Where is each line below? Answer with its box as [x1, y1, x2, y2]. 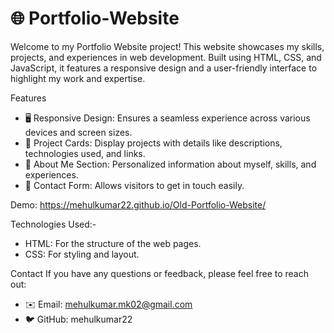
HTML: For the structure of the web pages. [24, 237, 202, 249]
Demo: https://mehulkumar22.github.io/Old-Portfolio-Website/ [10, 198, 267, 211]
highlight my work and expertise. [10, 72, 146, 84]
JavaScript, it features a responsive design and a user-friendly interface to [10, 62, 318, 74]
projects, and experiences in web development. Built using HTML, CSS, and [10, 51, 322, 63]
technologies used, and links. [24, 147, 146, 159]
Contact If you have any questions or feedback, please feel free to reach [10, 267, 309, 279]
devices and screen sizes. [24, 126, 133, 138]
